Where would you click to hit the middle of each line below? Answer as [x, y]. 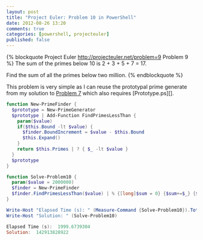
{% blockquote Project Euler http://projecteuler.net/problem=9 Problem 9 [97, 57]
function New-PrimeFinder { [42, 104]
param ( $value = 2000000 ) [43, 182]
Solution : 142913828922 [37, 232]
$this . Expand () [41, 138]
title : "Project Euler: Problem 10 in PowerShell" [71, 17]
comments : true [25, 29]
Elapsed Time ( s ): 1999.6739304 [48, 227]
